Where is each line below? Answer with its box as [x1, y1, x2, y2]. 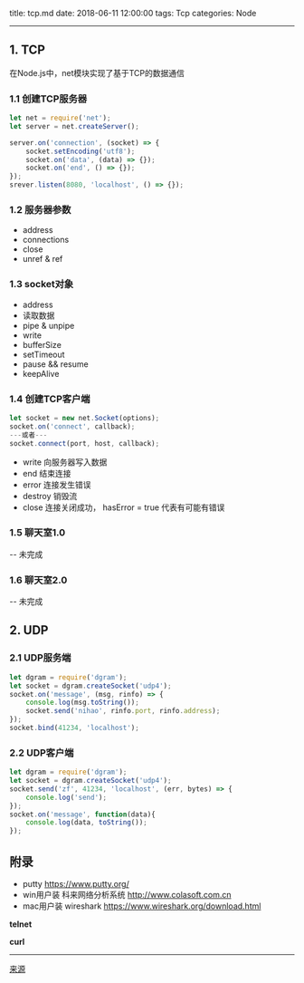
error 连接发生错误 [22, 479, 92, 490]
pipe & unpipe [22, 320, 75, 331]
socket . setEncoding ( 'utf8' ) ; [25, 147, 136, 156]
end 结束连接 [22, 467, 71, 478]
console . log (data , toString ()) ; [25, 818, 147, 827]
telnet [9, 919, 33, 930]
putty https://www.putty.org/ [22, 879, 129, 890]
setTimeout [22, 349, 65, 360]
